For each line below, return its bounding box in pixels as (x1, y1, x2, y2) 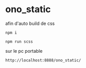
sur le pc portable (5, 48, 42, 54)
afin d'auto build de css (5, 20, 55, 26)
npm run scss (5, 39, 33, 44)
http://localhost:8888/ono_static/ (5, 57, 81, 63)
